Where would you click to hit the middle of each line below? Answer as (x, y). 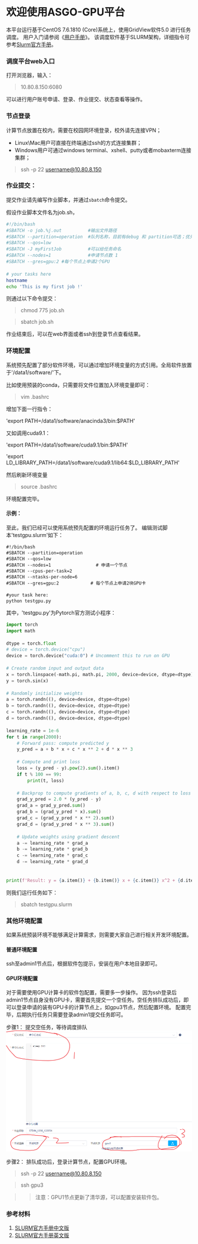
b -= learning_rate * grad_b (52, 849)
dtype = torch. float (32, 643)
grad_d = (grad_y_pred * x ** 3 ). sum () (66, 824)
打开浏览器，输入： (29, 75)
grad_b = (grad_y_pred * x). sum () (59, 812)
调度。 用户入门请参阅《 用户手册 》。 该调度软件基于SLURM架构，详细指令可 (98, 37)
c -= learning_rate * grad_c (52, 855)
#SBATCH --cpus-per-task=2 (39, 571)
